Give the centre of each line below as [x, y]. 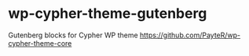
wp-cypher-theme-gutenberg [108, 14]
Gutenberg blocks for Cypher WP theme [73, 35]
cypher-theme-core [40, 43]
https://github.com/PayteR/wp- [190, 35]
